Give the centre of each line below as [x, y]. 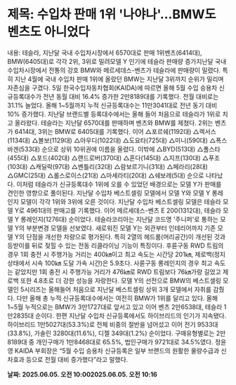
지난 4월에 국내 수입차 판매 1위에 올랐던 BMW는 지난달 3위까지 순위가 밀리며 [119, 79]
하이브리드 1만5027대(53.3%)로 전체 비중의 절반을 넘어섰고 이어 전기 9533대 [113, 324]
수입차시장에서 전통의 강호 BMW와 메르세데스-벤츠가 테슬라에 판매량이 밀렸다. [114, 70]
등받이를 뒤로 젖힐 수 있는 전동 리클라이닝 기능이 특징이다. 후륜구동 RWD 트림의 [116, 245]
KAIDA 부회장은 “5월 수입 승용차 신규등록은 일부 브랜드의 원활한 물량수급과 [117, 351]
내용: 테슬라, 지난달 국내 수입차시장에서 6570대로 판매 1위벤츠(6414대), [105, 53]
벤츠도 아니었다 [48, 32]
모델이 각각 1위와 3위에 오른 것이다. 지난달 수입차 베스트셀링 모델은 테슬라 [120, 201]
